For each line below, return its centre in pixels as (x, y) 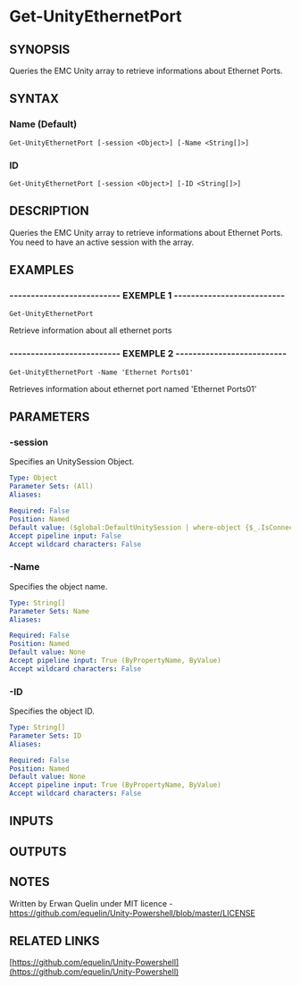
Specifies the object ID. (52, 711)
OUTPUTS (38, 852)
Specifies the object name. (58, 586)
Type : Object (33, 478)
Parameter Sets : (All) (51, 487)
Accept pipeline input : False (66, 536)
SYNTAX (34, 99)
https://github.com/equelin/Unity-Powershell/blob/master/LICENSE (133, 913)
